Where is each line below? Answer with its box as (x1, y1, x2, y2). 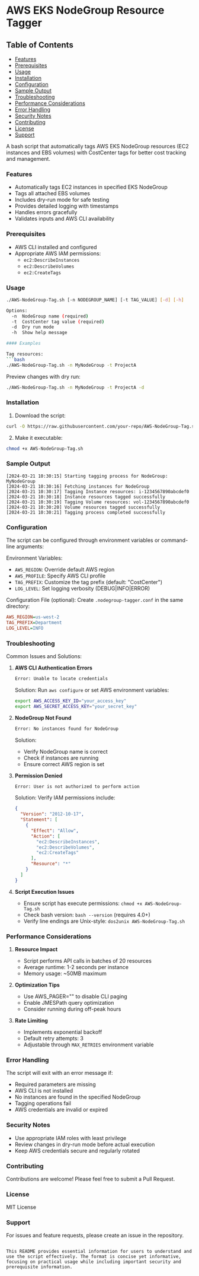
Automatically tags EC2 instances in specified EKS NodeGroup (14, 183, 168, 191)
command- (161, 537, 188, 544)
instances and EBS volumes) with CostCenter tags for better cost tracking (6, 149, 187, 156)
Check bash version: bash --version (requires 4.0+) (23, 911, 151, 918)
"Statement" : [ (20, 817, 58, 823)
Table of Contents (6, 40, 74, 50)
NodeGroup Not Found (14, 714, 72, 721)
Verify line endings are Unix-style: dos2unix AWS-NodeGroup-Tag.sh (23, 918, 185, 925)
